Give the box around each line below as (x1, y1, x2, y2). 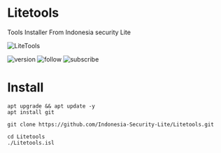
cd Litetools (7, 133, 45, 140)
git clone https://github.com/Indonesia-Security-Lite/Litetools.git (7, 121, 215, 128)
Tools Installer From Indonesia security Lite (7, 28, 131, 36)
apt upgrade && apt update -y (7, 103, 96, 110)
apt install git (7, 108, 55, 116)
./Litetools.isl (7, 139, 55, 146)
